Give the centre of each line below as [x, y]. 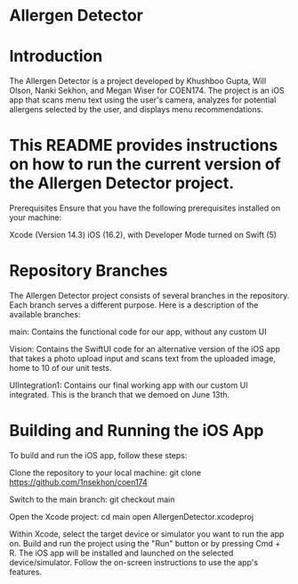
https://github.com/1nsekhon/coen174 [79, 481]
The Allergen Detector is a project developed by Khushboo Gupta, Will [138, 81]
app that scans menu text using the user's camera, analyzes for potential [143, 100]
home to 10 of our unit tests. [60, 368]
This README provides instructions [144, 146]
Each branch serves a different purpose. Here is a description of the [134, 305]
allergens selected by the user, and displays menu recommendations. [137, 110]
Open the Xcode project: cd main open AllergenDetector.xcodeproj [132, 516]
